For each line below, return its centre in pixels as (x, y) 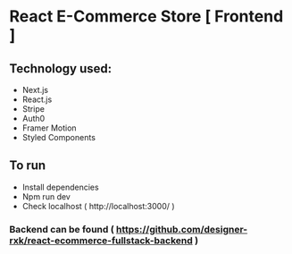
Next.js (35, 90)
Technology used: (61, 68)
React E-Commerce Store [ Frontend (146, 17)
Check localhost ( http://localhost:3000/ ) (99, 206)
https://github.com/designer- (182, 229)
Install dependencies (61, 187)
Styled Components (59, 137)
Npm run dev (46, 196)
